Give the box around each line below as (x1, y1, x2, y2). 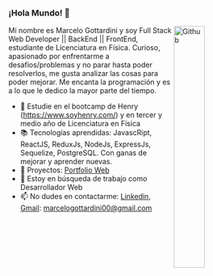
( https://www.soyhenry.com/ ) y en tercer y (19, 110, 163, 120)
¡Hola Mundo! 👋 (8, 7, 70, 19)
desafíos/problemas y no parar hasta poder (8, 60, 153, 70)
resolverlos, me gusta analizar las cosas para (8, 69, 159, 79)
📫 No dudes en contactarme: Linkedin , (19, 192, 151, 202)
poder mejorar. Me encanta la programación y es (8, 77, 171, 87)
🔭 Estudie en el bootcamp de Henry (19, 101, 139, 112)
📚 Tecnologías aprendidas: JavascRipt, (19, 128, 152, 138)
